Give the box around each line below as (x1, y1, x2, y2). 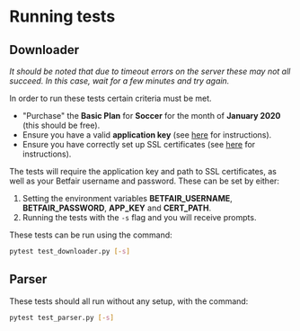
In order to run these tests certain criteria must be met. (9, 93, 213, 103)
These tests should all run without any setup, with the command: (9, 295, 249, 307)
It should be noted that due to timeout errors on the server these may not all (9, 66, 291, 76)
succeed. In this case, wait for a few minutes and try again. (9, 76, 230, 86)
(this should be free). (22, 120, 101, 130)
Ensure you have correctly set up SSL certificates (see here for (22, 139, 256, 149)
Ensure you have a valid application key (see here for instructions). (22, 130, 272, 140)
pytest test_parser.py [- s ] (9, 313, 115, 322)
